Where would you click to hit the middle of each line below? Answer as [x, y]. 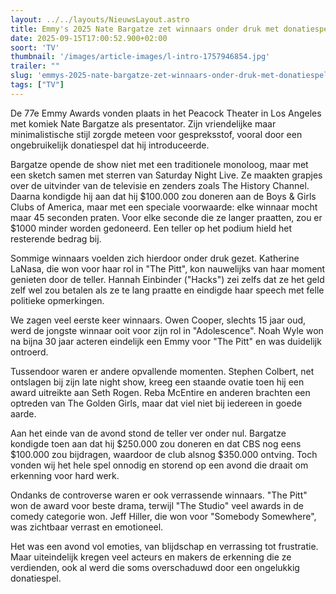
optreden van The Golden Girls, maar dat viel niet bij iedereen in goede [156, 403]
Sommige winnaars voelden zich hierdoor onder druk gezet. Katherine [155, 258]
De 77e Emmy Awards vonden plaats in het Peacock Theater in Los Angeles [166, 113]
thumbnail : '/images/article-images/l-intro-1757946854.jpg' [140, 57]
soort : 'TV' [35, 47]
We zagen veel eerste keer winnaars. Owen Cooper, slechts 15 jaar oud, [158, 320]
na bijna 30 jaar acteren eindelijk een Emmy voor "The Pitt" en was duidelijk [166, 341]
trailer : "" [35, 66]
